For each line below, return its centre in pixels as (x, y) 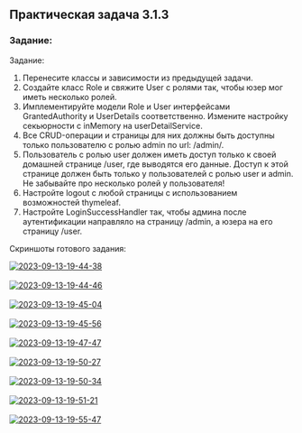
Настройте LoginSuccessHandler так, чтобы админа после (134, 212)
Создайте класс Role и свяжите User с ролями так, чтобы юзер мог (153, 87)
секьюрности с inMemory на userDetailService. (112, 125)
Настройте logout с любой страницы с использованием (130, 192)
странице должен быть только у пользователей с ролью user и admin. (158, 173)
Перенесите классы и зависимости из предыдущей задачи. (138, 78)
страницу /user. (52, 231)
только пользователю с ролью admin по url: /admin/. (123, 144)
